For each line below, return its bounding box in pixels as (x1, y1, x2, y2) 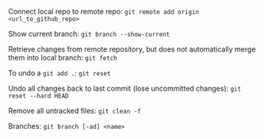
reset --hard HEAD (8, 92, 69, 100)
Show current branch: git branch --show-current (8, 29, 170, 38)
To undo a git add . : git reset (8, 68, 111, 78)
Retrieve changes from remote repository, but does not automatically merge (8, 44, 256, 54)
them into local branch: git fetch (8, 53, 117, 62)
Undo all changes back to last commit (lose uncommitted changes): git (8, 83, 242, 93)
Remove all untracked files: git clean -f (8, 106, 141, 115)
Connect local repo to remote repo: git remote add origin (8, 7, 200, 16)
